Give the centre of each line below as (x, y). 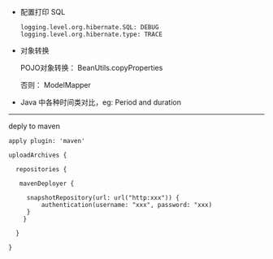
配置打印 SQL (43, 12)
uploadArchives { (38, 155)
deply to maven (35, 126)
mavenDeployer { (47, 183)
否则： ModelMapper (55, 85)
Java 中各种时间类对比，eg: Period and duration (100, 102)
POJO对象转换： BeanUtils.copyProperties (91, 68)
